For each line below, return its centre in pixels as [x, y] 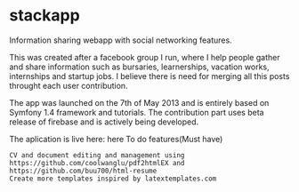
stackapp [44, 16]
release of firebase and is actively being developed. [104, 122]
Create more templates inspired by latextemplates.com [113, 179]
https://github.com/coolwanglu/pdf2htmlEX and [97, 163]
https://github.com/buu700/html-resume [83, 171]
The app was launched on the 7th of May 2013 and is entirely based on [139, 102]
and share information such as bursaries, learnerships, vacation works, [139, 67]
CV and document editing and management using [97, 155]
